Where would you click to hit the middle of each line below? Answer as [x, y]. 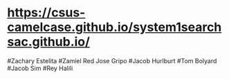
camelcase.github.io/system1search [114, 27]
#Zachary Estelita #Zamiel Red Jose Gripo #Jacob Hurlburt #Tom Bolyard [112, 60]
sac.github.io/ [48, 42]
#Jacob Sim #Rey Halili [40, 68]
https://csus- [46, 13]
